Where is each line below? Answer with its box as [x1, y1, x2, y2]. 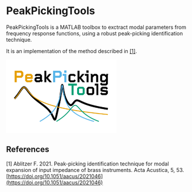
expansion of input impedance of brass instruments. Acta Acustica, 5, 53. [6, 166, 184, 173]
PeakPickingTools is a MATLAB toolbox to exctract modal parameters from [6, 24, 187, 31]
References [6, 144, 49, 154]
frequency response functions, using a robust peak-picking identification [6, 29, 183, 37]
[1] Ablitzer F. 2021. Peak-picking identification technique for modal [6, 160, 169, 167]
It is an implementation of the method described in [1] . [6, 47, 137, 54]
